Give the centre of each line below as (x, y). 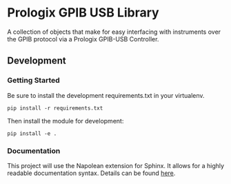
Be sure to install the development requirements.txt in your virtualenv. (106, 95)
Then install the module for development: (66, 121)
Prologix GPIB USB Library (83, 13)
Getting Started (33, 81)
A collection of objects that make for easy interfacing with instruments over (114, 32)
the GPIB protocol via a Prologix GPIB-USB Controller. (83, 39)
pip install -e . (32, 133)
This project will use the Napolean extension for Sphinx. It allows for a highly (116, 165)
